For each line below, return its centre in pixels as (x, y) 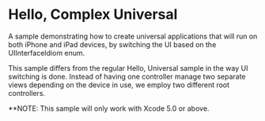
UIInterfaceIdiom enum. (47, 53)
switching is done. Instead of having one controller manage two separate (127, 76)
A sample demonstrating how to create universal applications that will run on (133, 36)
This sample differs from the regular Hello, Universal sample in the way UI (128, 68)
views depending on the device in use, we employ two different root (119, 85)
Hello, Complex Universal (93, 15)
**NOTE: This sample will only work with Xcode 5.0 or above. (109, 108)
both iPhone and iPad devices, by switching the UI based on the (112, 44)
